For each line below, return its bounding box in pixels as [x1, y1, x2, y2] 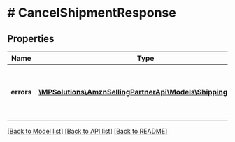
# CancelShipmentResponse [7, 5, 176, 21]
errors [10, 87, 32, 97]
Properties [7, 33, 55, 45]
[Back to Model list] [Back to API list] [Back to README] [7, 127, 168, 135]
